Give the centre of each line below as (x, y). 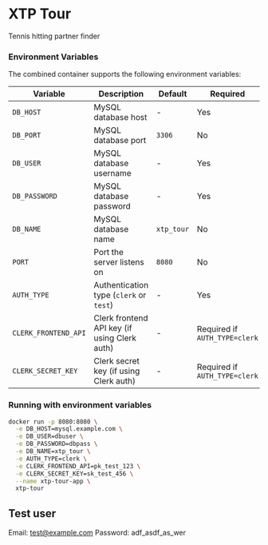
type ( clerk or (120, 295)
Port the (108, 253)
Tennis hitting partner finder (54, 36)
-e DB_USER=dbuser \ (49, 436)
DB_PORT (27, 135)
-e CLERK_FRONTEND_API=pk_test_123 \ (78, 466)
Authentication (121, 285)
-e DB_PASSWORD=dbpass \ (57, 444)
